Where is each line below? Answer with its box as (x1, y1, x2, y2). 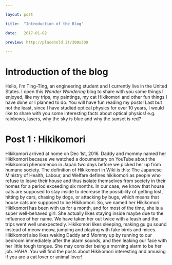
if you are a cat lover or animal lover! (5, 254, 83, 260)
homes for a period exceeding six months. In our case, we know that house (5, 183, 164, 189)
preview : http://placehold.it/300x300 (5, 39, 88, 45)
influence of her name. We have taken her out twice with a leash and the (5, 216, 159, 222)
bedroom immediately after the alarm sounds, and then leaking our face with (5, 237, 167, 244)
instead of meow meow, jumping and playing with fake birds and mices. (5, 227, 157, 233)
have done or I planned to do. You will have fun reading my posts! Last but (5, 99, 163, 105)
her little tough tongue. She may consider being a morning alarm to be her (5, 243, 162, 249)
